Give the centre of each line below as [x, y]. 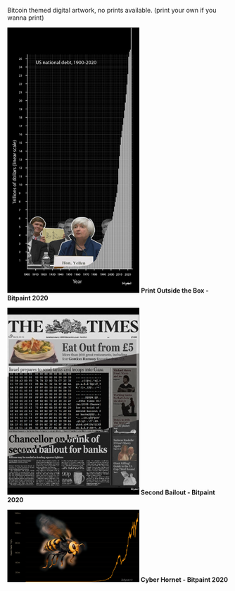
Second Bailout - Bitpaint [178, 492]
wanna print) [26, 18]
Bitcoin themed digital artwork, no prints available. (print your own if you [112, 10]
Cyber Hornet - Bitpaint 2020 [184, 580]
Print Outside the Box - [174, 291]
